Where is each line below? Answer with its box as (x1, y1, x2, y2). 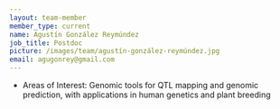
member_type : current (9, 22, 91, 31)
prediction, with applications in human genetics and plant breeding (22, 89, 271, 100)
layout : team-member (9, 13, 88, 23)
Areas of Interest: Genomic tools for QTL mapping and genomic (22, 80, 259, 90)
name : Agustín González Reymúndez (9, 30, 140, 39)
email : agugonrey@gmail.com (9, 55, 116, 64)
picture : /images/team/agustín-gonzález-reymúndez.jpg (9, 47, 220, 56)
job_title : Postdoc (9, 38, 83, 48)
